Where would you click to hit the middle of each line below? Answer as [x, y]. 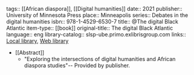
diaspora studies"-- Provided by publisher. [77, 65]
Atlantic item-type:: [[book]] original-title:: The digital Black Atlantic [90, 28]
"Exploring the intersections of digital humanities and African [100, 59]
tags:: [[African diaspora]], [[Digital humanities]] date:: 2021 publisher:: [94, 9]
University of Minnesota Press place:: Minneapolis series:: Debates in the [97, 15]
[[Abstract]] [30, 53]
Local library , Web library [37, 41]
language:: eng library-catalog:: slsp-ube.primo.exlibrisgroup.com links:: [96, 34]
